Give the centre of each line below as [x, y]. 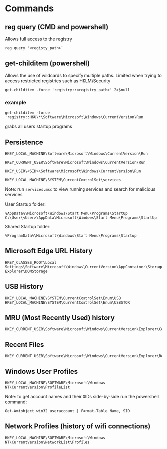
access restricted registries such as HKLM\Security [58, 81]
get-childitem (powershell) [48, 64]
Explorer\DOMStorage [27, 271]
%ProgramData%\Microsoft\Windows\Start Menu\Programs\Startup [71, 236]
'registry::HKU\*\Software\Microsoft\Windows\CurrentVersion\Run [74, 117]
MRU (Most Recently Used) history [60, 318]
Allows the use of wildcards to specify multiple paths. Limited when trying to [83, 75]
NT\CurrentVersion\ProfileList [38, 387]
